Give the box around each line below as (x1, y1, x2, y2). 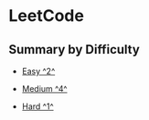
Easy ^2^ (21, 65, 56, 76)
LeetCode (8, 5, 84, 26)
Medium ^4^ (21, 84, 68, 94)
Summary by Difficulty (8, 42, 141, 57)
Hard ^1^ (21, 101, 54, 112)
